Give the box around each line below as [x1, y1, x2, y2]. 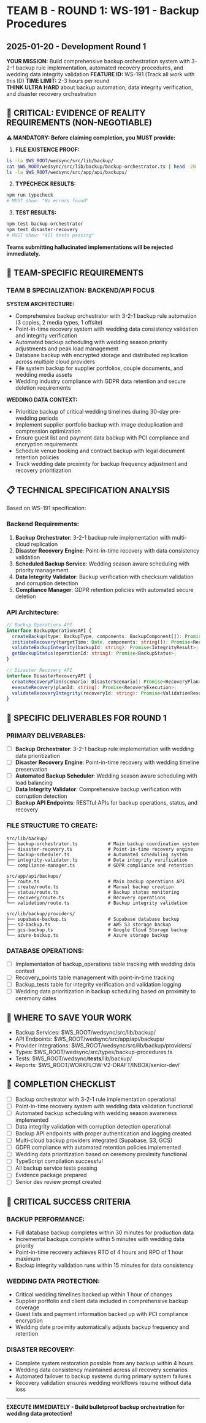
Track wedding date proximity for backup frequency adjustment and [15, 460, 188, 467]
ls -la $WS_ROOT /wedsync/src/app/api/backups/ [6, 169, 128, 175]
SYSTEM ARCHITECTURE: [6, 300, 75, 307]
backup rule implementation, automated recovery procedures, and [15, 64, 184, 71]
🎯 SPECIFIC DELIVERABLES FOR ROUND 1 [6, 712, 167, 723]
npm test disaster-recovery [6, 227, 78, 233]
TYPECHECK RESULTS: [15, 180, 77, 187]
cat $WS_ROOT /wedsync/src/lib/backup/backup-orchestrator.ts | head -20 [6, 164, 196, 170]
